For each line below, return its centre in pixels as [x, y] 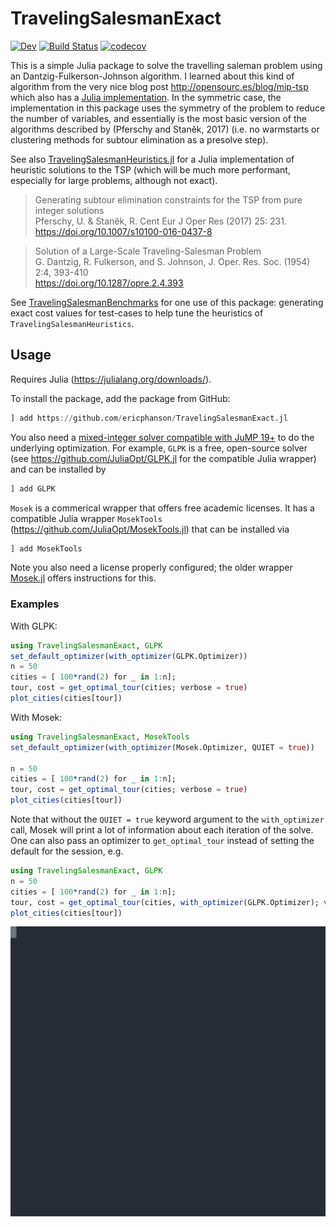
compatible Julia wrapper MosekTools [86, 518]
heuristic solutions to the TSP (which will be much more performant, [150, 169]
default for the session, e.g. [67, 851]
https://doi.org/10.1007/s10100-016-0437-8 [123, 231]
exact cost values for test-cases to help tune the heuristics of [137, 313]
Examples [35, 604]
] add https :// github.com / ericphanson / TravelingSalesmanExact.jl [149, 418]
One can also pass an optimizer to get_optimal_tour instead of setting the [162, 841]
